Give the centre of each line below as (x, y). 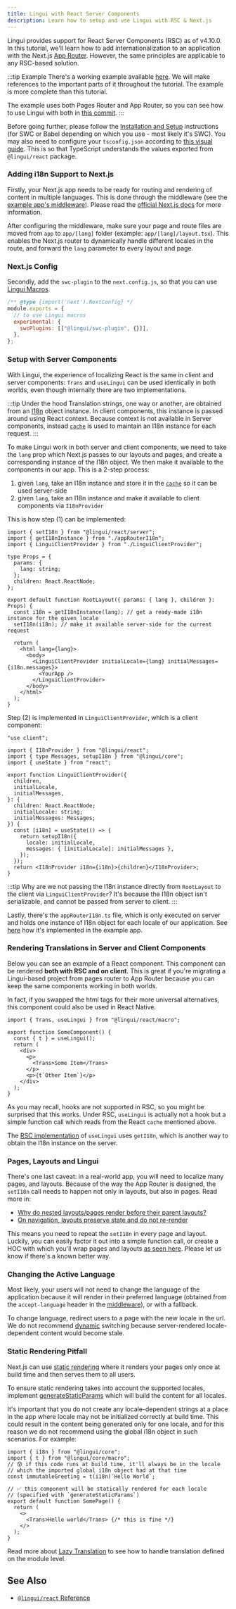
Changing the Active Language (61, 1275)
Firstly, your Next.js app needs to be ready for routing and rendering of (110, 189)
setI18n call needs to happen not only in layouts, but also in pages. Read (112, 1192)
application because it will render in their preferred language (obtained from (117, 1297)
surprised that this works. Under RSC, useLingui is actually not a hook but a (117, 1114)
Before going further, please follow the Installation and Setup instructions (113, 126)
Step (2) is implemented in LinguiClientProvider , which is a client (103, 717)
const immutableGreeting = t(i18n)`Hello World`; (81, 1476)
